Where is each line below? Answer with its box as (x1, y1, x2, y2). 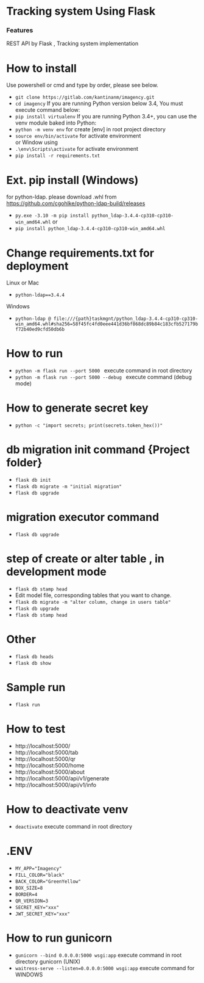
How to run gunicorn (6, 931, 113, 945)
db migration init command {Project (6, 443, 190, 457)
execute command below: (15, 106, 80, 114)
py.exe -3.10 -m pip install (15, 212, 90, 219)
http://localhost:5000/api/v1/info (15, 781, 96, 788)
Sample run (6, 681, 66, 694)
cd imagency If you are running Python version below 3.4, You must (15, 100, 183, 107)
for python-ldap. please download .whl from (6, 194, 117, 201)
